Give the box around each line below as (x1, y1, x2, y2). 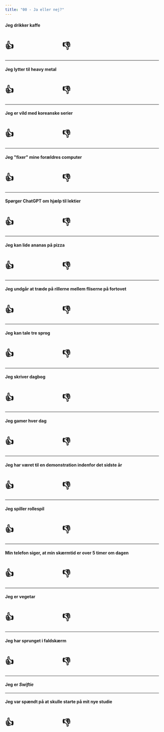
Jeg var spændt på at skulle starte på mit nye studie (5, 699, 112, 705)
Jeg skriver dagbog (5, 374, 45, 380)
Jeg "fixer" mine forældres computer (5, 154, 82, 160)
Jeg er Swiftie (5, 682, 34, 687)
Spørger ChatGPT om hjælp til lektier (5, 198, 81, 204)
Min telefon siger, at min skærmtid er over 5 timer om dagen (5, 550, 129, 556)
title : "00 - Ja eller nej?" (5, 7, 64, 12)
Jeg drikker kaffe (5, 23, 41, 28)
